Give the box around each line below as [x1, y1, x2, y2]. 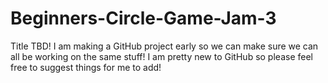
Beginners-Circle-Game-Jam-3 [10, 7, 277, 30]
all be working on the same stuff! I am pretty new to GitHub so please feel [10, 50, 313, 62]
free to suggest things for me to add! [10, 61, 162, 73]
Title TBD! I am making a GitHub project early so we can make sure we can [10, 40, 319, 52]
